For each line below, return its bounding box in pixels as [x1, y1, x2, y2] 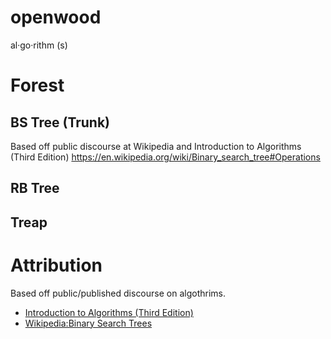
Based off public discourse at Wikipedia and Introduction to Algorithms [10, 140, 302, 152]
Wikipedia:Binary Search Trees [24, 317, 153, 329]
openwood [10, 6, 102, 29]
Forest [10, 74, 65, 97]
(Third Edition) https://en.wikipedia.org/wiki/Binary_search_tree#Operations [10, 151, 321, 163]
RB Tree [10, 180, 60, 197]
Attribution [10, 254, 103, 276]
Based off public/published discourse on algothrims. [10, 287, 226, 299]
